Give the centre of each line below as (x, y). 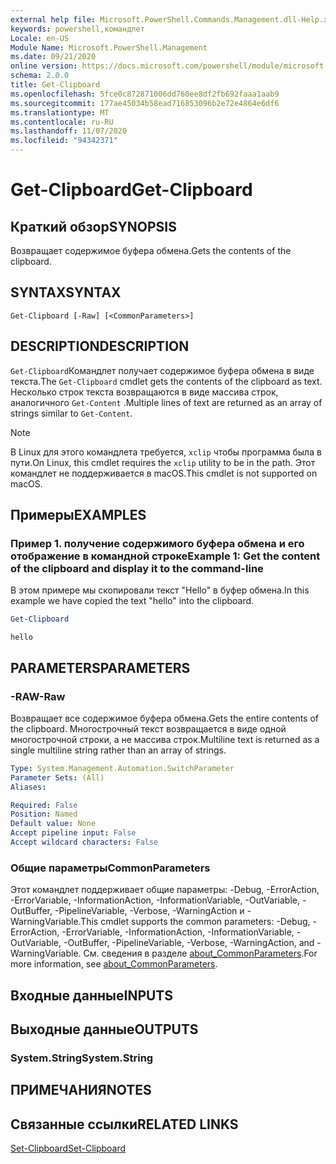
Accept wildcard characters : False (84, 842)
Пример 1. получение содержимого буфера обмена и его (157, 543)
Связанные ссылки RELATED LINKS (124, 1124)
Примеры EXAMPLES (78, 515)
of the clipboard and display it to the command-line (137, 568)
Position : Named (44, 814)
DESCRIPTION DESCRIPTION (100, 346)
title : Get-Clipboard (55, 85)
